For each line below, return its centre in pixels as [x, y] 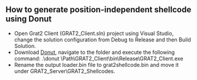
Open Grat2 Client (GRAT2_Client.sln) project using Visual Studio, [94, 33]
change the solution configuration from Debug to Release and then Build [102, 39]
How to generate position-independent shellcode [99, 10]
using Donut [28, 19]
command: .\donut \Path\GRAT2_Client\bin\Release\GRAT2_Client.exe [99, 58]
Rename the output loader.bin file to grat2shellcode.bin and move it [96, 65]
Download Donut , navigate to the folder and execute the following [94, 52]
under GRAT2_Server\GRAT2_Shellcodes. [65, 71]
